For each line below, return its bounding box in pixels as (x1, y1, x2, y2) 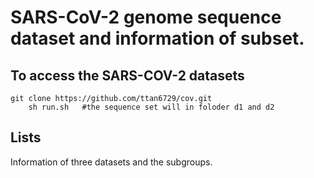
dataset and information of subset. (10, 27, 305, 50)
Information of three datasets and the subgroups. (10, 156, 213, 168)
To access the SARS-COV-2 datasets (10, 67, 245, 84)
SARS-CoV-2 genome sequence (10, 6, 282, 29)
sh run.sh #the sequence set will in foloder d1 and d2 (28, 102, 275, 112)
